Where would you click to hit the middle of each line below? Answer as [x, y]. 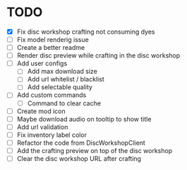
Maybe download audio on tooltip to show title [84, 119]
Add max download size [62, 72]
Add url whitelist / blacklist [66, 79]
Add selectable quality [60, 87]
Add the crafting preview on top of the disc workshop [95, 150]
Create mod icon [41, 111]
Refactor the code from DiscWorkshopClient [81, 143]
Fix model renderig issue [53, 40]
